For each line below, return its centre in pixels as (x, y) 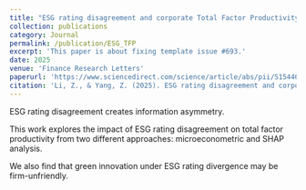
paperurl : (28, 77)
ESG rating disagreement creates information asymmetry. (117, 111)
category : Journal (44, 35)
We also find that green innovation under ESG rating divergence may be (144, 165)
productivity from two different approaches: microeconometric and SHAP (147, 138)
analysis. (26, 148)
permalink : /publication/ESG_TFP (73, 43)
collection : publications (58, 26)
